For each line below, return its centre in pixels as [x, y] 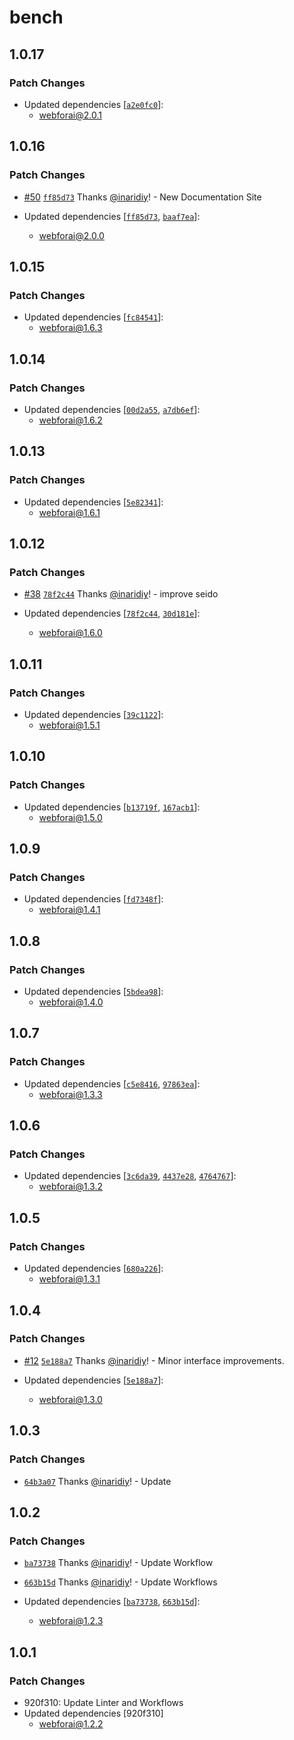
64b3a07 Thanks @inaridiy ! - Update [97, 1481]
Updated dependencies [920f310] [93, 1713]
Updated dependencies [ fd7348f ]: [93, 899]
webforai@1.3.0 [70, 1399]
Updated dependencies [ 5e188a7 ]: [93, 1380]
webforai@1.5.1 [69, 725]
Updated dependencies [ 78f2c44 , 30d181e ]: [112, 613]
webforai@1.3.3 [70, 1094]
